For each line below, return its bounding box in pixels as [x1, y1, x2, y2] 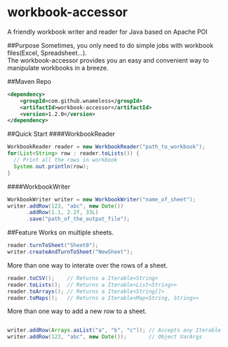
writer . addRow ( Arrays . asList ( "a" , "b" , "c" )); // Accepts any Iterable [7, 327, 221, 334]
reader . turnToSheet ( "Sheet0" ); [7, 242, 99, 249]
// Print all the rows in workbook [13, 156, 118, 164]
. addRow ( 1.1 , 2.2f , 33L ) [25, 209, 99, 216]
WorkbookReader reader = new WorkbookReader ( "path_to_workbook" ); [7, 144, 206, 151]
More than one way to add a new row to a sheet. [7, 307, 147, 315]
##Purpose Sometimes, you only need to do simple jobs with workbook [7, 41, 214, 49]
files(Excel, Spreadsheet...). [7, 49, 88, 57]
